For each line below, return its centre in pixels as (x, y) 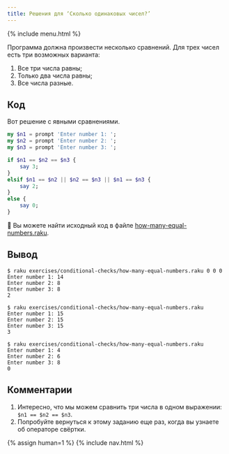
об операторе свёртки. (52, 429)
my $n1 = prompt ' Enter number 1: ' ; (62, 134)
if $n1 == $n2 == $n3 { (42, 160)
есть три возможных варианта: (54, 54)
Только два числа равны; (55, 75)
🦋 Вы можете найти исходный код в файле (70, 225)
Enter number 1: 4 (34, 350)
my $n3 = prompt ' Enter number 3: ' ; (62, 147)
